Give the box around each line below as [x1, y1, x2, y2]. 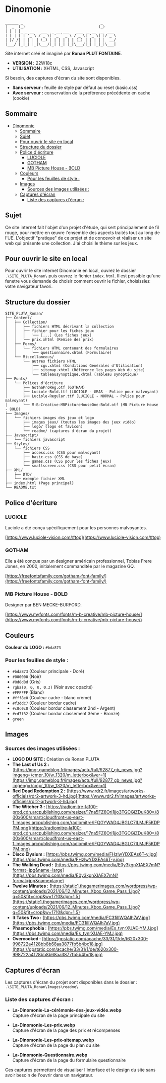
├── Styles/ [5, 441, 30, 447]
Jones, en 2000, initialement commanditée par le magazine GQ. [5, 563, 135, 570]
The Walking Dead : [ [12, 862, 56, 868]
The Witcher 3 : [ [12, 804, 48, 810]
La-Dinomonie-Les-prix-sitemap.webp [12, 1037, 94, 1043]
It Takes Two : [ [12, 915, 45, 920]
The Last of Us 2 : [12, 761, 50, 767]
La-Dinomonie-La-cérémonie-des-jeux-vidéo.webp [12, 1007, 122, 1013]
